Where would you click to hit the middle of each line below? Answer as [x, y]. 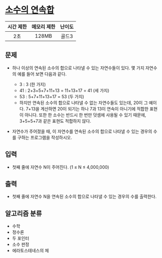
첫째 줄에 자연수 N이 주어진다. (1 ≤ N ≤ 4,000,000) [61, 167]
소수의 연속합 [30, 10]
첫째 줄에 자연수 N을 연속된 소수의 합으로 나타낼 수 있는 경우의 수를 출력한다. [84, 196]
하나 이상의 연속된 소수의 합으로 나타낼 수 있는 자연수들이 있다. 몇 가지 [78, 68]
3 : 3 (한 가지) [33, 84]
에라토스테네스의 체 [30, 251]
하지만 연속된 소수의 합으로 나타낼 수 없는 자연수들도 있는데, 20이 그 [84, 103]
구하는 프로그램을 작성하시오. [45, 137]
